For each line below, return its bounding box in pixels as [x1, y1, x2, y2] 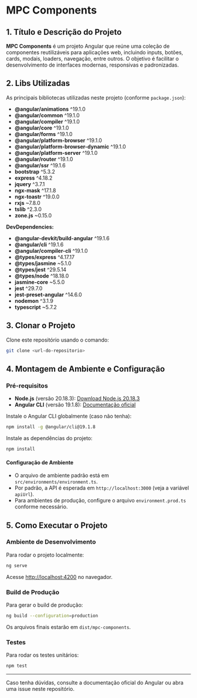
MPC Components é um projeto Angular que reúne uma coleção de [6, 42, 170, 49]
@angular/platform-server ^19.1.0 [14, 149, 98, 156]
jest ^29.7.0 [14, 285, 43, 292]
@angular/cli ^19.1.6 [14, 241, 64, 248]
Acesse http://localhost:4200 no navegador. [6, 573, 113, 580]
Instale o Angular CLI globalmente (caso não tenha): [6, 413, 132, 420]
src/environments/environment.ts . [14, 478, 98, 485]
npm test [6, 663, 28, 669]
